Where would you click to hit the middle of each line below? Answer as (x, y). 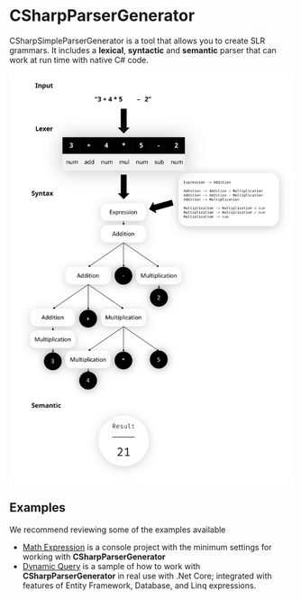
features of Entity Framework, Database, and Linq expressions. (139, 585)
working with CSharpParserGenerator (94, 557)
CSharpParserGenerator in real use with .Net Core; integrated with (147, 576)
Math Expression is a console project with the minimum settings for (147, 547)
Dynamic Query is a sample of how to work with (111, 566)
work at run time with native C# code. (79, 60)
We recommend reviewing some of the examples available (118, 530)
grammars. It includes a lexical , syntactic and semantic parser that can (143, 50)
